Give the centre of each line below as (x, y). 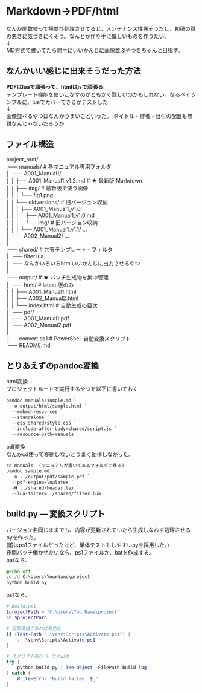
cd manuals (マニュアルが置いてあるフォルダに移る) (65, 466)
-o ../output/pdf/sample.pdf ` (51, 477)
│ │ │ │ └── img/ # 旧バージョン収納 (52, 223)
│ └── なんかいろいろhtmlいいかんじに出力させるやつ (73, 263)
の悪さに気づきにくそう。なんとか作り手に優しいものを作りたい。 (88, 36)
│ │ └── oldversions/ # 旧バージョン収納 (57, 202)
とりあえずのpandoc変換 (53, 366)
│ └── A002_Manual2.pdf (39, 325)
